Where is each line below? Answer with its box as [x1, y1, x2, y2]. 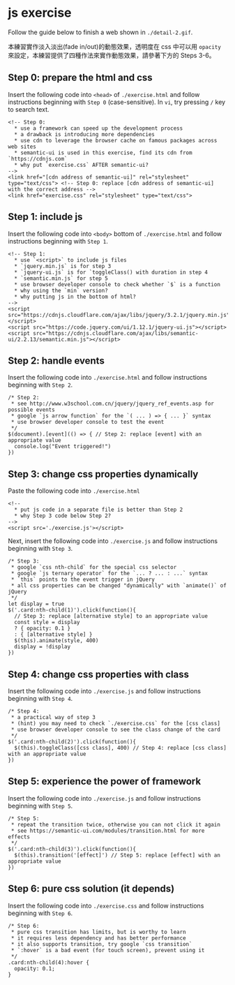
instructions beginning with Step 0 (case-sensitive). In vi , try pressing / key [8, 98, 226, 106]
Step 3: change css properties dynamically [8, 468, 199, 480]
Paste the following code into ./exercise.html [8, 487, 140, 495]
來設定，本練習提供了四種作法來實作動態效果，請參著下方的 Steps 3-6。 [8, 51, 215, 59]
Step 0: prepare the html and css [8, 72, 153, 84]
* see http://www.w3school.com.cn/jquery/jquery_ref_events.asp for [10, 400, 215, 408]
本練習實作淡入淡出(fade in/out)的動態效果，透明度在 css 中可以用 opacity [8, 42, 222, 50]
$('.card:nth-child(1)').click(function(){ [8, 607, 137, 614]
